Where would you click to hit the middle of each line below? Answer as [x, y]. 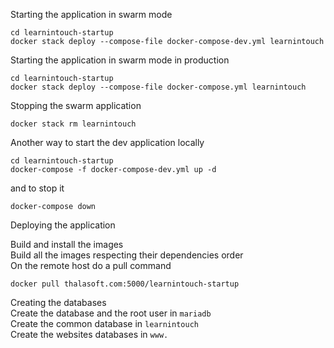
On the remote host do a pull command [91, 265]
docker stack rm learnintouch [73, 124]
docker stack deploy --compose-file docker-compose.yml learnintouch [158, 87]
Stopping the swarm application [76, 105]
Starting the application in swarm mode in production [120, 60]
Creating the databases [58, 302]
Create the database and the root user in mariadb [111, 313]
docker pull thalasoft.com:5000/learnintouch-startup [125, 284]
